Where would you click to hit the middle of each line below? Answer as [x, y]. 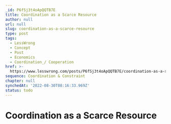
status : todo [19, 90]
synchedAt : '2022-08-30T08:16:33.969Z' [48, 85]
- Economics [23, 57]
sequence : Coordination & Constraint [45, 76]
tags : [11, 39]
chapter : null [20, 81]
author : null [19, 19]
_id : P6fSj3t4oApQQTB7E [31, 10]
